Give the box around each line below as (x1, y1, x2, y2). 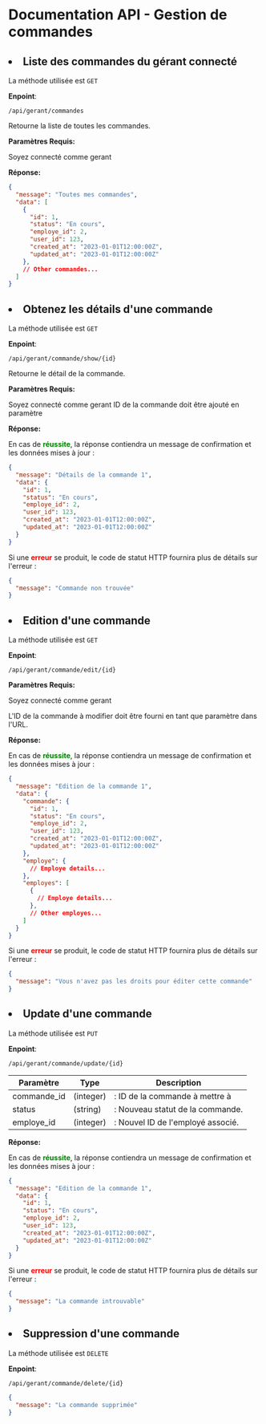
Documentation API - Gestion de (8, 6, 228, 24)
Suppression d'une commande (22, 1327, 180, 1341)
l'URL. (8, 720, 28, 729)
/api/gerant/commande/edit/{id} (8, 666, 116, 675)
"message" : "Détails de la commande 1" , (15, 471, 152, 479)
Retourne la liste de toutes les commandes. (8, 121, 151, 130)
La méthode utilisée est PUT (8, 1028, 99, 1038)
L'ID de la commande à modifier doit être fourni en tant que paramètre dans (8, 712, 258, 721)
